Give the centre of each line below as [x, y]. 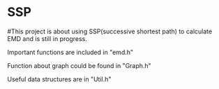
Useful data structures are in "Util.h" [59, 79]
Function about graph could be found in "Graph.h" [79, 65]
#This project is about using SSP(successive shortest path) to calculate [110, 31]
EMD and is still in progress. [47, 38]
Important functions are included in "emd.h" [70, 52]
